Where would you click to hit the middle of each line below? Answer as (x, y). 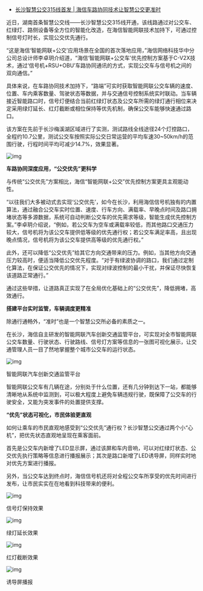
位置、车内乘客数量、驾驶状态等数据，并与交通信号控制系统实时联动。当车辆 (101, 93)
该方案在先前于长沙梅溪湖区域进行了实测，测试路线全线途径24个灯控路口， (100, 129)
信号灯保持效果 (25, 508)
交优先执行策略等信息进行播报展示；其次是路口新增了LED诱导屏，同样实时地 (101, 455)
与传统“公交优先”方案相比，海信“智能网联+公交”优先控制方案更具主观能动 (97, 181)
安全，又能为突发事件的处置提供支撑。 (59, 402)
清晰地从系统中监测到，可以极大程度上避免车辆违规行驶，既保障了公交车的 (99, 394)
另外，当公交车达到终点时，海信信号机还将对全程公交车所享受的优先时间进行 (101, 476)
